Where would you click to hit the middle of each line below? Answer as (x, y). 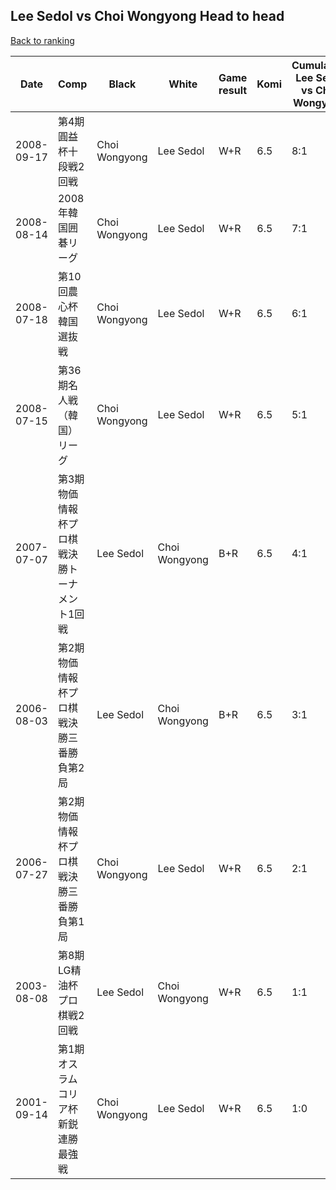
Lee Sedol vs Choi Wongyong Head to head (147, 16)
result (233, 90)
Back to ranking (42, 40)
